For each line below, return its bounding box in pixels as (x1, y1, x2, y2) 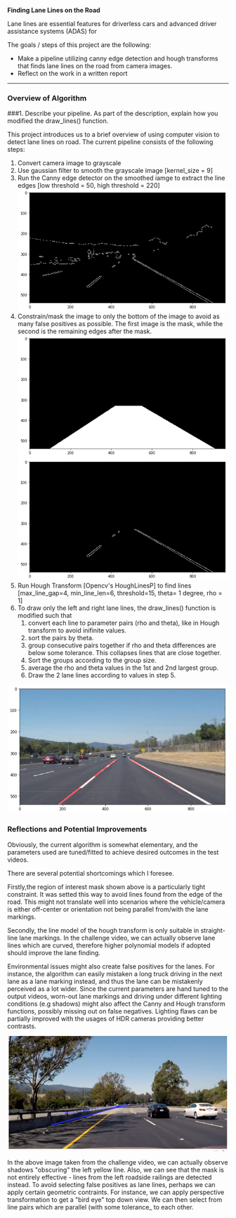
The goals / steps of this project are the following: (7, 41, 151, 48)
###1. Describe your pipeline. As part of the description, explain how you (7, 109, 218, 118)
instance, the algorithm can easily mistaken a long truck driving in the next (7, 969, 223, 978)
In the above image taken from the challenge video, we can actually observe (7, 1158, 228, 1167)
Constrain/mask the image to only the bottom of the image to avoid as (17, 312, 220, 320)
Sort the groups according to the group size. (27, 656, 157, 665)
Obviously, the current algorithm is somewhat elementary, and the (7, 840, 198, 849)
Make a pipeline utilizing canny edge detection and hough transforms (17, 54, 218, 63)
